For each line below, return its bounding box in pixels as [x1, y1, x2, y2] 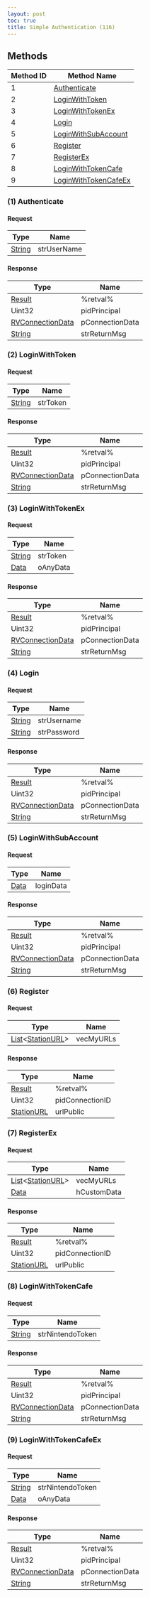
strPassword [37, 727, 80, 737]
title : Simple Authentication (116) [7, 23, 115, 31]
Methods [7, 50, 48, 62]
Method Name [67, 71, 117, 81]
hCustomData [76, 1187, 122, 1197]
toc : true [7, 17, 37, 24]
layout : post [7, 10, 46, 18]
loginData [35, 880, 67, 890]
